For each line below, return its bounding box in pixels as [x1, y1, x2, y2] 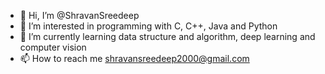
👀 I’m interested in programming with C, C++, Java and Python [19, 20, 278, 32]
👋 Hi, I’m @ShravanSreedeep [19, 10, 140, 21]
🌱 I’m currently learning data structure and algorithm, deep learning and [19, 31, 316, 42]
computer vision [19, 41, 87, 53]
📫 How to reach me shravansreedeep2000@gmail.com [19, 53, 250, 64]
